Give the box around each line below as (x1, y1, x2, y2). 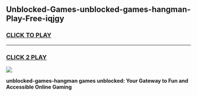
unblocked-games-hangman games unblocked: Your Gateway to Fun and (6, 77, 189, 84)
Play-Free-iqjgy (6, 14, 64, 24)
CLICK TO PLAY (6, 31, 52, 40)
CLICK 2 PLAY (6, 53, 47, 61)
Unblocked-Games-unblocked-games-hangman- (6, 5, 191, 15)
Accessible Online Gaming (6, 83, 72, 90)
